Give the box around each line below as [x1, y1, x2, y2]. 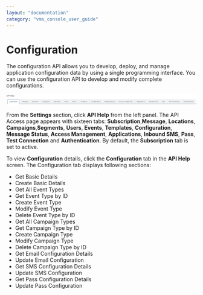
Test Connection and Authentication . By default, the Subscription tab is [6, 136, 188, 144]
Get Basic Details [14, 173, 58, 180]
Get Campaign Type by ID [14, 224, 80, 232]
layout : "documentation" [6, 10, 69, 16]
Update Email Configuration [14, 256, 85, 264]
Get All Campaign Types [14, 218, 76, 225]
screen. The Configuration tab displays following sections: [6, 161, 151, 168]
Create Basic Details [14, 179, 66, 186]
